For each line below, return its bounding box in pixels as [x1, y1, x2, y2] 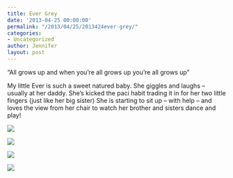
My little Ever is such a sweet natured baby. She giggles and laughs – [7, 81, 205, 90]
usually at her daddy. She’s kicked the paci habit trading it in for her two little [7, 88, 226, 97]
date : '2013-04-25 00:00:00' [7, 17, 92, 24]
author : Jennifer [7, 42, 58, 49]
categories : [7, 29, 42, 37]
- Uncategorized [7, 36, 54, 43]
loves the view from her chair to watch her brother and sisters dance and [7, 104, 216, 112]
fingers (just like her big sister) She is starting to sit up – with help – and [7, 96, 212, 104]
